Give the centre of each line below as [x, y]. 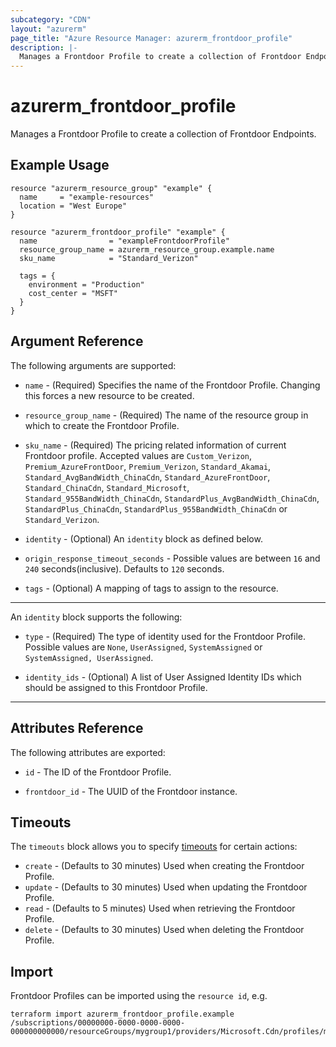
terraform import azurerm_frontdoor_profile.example [122, 1014]
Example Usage [60, 165]
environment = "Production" [86, 284]
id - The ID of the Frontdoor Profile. [98, 772]
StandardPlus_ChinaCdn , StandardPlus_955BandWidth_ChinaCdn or [156, 508]
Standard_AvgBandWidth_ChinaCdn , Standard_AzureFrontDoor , [147, 477]
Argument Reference [77, 341]
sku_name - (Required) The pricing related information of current [155, 445]
